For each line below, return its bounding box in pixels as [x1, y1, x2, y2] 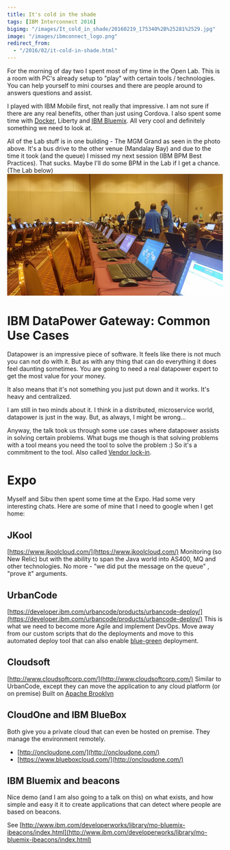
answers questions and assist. [7, 89, 92, 97]
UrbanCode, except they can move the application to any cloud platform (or [7, 682, 220, 690]
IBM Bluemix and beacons [7, 775, 120, 787]
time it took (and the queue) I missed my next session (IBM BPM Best [7, 151, 202, 160]
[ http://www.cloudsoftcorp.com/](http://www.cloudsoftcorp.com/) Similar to [7, 675, 222, 683]
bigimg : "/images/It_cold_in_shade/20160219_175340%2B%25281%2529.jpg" [7, 25, 216, 32]
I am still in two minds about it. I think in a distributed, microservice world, [7, 406, 214, 414]
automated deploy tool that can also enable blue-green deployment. [7, 637, 199, 644]
